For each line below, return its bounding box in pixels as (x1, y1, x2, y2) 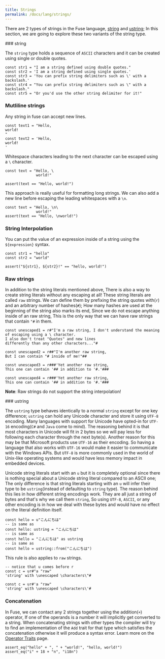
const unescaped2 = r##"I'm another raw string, (5, 350, 107, 355)
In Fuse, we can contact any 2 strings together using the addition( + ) (5, 609, 142, 615)
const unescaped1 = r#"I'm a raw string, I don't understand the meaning (5, 328, 160, 333)
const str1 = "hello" (5, 251, 50, 256)
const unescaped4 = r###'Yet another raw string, (5, 376, 109, 381)
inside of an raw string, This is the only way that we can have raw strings (5, 313, 153, 319)
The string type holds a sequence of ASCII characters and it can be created (5, 50, 160, 56)
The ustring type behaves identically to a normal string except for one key (5, 408, 158, 414)
